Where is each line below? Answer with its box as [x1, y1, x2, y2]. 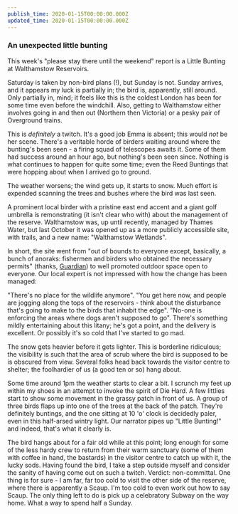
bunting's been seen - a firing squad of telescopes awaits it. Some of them [7, 145, 226, 153]
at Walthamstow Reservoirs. [7, 64, 90, 73]
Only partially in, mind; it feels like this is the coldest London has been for [7, 93, 222, 102]
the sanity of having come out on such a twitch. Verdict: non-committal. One [7, 468, 231, 477]
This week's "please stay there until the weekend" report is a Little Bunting [7, 56, 226, 65]
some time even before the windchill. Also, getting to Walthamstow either [7, 100, 222, 109]
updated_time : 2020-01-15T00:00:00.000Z [7, 17, 129, 24]
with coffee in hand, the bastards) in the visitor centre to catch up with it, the [7, 453, 232, 461]
